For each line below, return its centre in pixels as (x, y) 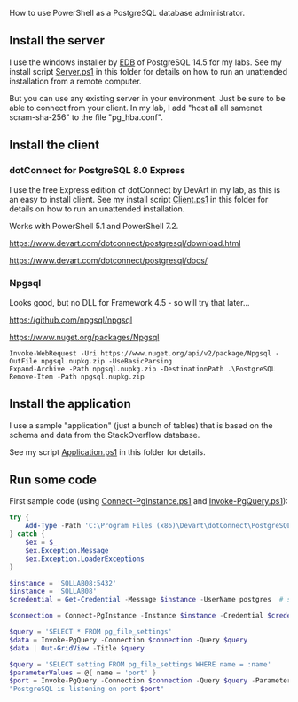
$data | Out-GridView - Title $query (77, 648)
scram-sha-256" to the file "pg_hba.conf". (86, 117)
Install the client (55, 145)
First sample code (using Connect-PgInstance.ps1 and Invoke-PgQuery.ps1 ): (149, 501)
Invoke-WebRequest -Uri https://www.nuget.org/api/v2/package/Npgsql (141, 353)
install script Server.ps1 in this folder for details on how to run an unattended (149, 71)
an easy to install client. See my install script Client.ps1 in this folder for (139, 199)
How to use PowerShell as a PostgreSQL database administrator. (127, 13)
